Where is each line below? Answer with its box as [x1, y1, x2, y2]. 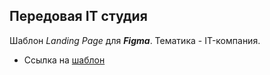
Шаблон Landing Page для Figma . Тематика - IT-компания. [9, 34, 261, 46]
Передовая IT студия [9, 8, 148, 25]
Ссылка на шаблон [23, 54, 106, 66]
